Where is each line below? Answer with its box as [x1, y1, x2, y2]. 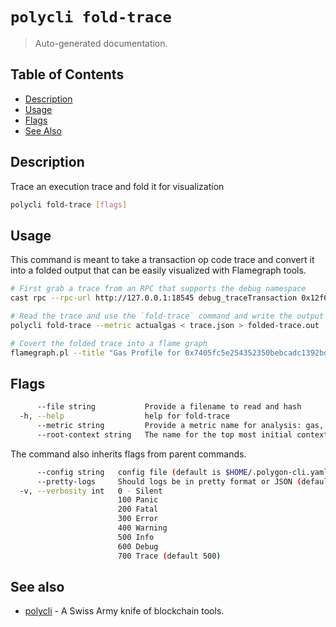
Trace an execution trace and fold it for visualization [10, 180, 225, 192]
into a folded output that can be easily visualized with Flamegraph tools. [10, 264, 307, 277]
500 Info [117, 532, 155, 542]
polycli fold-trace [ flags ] [10, 199, 128, 210]
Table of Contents [10, 66, 125, 83]
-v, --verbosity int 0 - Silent [19, 486, 163, 496]
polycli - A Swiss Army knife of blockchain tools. [24, 605, 225, 617]
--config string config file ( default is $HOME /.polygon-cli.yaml [36, 467, 329, 477]
